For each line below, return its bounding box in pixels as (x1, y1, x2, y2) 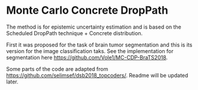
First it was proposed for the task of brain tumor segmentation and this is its (6, 41, 193, 48)
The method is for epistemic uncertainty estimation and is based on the (6, 23, 182, 30)
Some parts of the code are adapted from (6, 65, 109, 72)
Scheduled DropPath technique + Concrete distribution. (6, 29, 143, 36)
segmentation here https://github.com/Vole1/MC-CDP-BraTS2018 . (6, 54, 168, 61)
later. (6, 78, 19, 85)
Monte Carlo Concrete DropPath (6, 4, 169, 17)
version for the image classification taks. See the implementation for (6, 47, 174, 54)
